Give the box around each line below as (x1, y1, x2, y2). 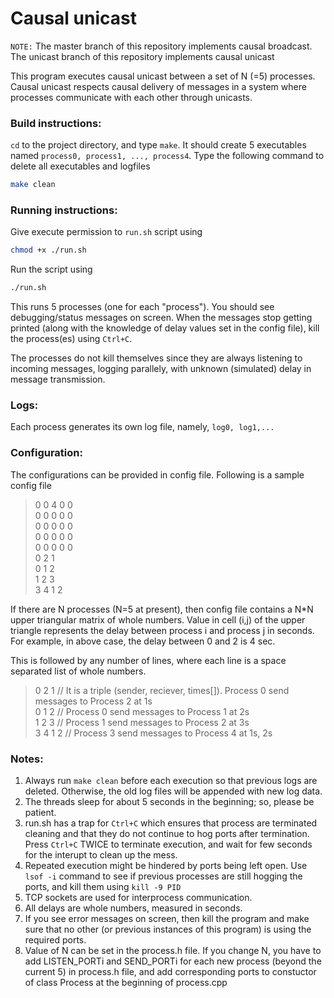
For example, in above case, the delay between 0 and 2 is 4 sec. (10, 635, 276, 647)
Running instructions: (10, 203, 118, 217)
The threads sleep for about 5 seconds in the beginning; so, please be (24, 796, 315, 808)
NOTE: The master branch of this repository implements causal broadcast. (10, 40, 313, 52)
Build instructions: (10, 116, 102, 130)
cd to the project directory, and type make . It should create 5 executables (10, 139, 307, 151)
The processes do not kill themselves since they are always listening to (10, 352, 303, 364)
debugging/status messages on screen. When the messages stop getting (10, 312, 313, 324)
